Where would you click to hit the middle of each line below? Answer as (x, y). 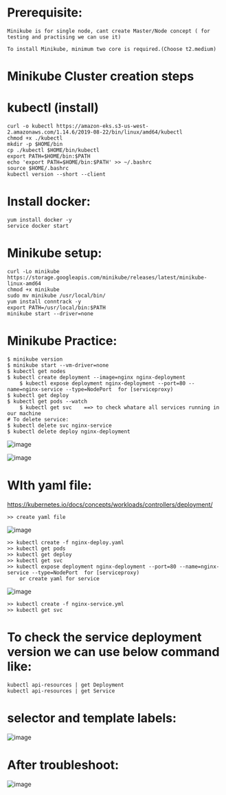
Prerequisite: (45, 13)
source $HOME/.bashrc (38, 169)
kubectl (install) (53, 108)
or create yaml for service (59, 579)
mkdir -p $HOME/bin (35, 145)
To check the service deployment (104, 637)
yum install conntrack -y (44, 301)
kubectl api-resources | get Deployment (66, 685)
